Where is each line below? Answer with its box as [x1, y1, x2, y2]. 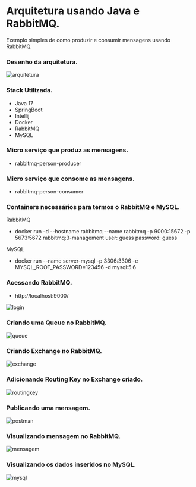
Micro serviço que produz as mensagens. [6, 146, 129, 154]
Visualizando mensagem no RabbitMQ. [6, 432, 121, 440]
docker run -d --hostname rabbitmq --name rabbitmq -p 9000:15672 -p [14, 228, 191, 235]
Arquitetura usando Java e [6, 4, 140, 18]
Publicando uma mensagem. [6, 404, 91, 412]
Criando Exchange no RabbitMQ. [6, 346, 102, 355]
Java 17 [14, 99, 34, 107]
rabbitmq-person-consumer [14, 188, 84, 195]
